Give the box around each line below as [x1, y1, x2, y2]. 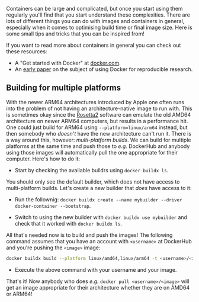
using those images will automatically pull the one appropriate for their [6, 149, 178, 156]
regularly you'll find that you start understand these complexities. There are [6, 11, 191, 18]
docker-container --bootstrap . [14, 202, 91, 209]
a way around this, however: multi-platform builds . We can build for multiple [6, 136, 191, 143]
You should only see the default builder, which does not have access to [6, 178, 180, 185]
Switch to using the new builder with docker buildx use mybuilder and [14, 213, 188, 221]
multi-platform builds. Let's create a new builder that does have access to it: [6, 184, 192, 191]
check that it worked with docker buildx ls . [14, 220, 123, 227]
